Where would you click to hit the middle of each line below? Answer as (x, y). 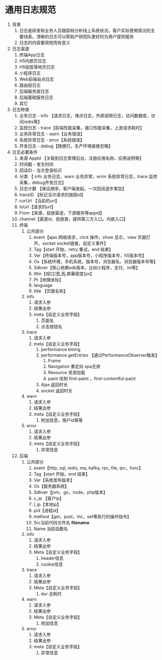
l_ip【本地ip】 (47, 504)
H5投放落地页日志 (37, 67)
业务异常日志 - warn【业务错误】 (52, 134)
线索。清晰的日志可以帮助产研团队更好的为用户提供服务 (79, 36)
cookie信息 (52, 564)
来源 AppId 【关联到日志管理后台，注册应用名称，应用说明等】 (81, 158)
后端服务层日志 (34, 91)
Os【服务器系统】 (51, 486)
